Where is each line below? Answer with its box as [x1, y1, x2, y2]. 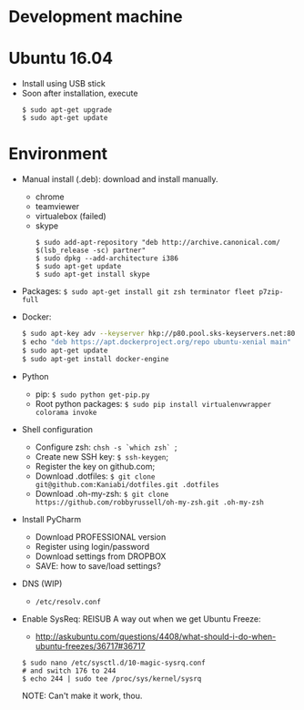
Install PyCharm [21, 513, 82, 524]
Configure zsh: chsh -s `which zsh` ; [35, 441, 177, 452]
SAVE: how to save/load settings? [35, 560, 161, 571]
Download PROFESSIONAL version [35, 531, 167, 543]
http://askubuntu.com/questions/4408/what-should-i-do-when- [35, 631, 277, 642]
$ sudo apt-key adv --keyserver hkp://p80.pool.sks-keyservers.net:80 [21, 330, 296, 339]
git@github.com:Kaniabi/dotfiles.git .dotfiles [35, 480, 219, 489]
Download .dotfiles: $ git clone [35, 471, 156, 482]
